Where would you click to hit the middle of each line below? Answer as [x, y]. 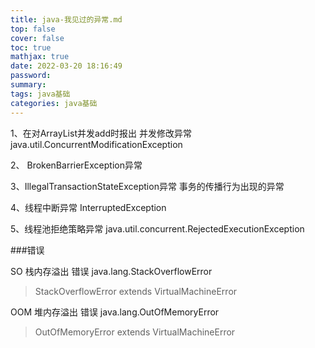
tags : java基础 [40, 94]
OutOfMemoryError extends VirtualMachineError [135, 332]
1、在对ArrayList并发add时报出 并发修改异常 [101, 133]
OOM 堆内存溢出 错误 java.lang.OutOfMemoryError [115, 312]
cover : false [37, 38]
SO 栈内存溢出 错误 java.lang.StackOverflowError [111, 271]
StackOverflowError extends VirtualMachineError [136, 291]
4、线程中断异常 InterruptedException [88, 207]
